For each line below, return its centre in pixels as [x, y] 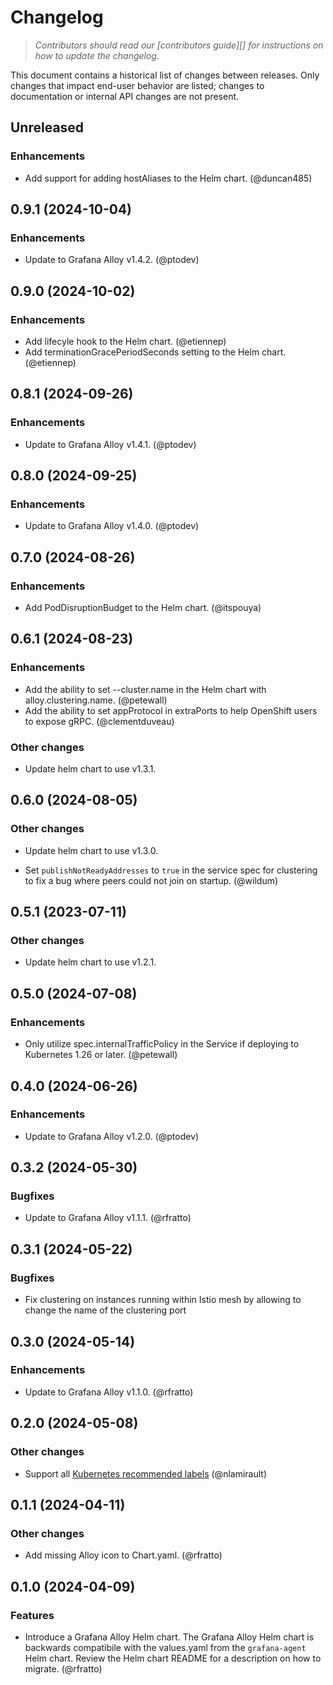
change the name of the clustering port [105, 1310]
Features [32, 1615]
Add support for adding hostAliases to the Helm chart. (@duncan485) [168, 178]
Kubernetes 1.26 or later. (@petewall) [101, 1055]
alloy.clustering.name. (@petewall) [96, 700]
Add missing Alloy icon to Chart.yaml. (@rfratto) [123, 1555]
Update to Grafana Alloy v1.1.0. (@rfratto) [109, 1392]
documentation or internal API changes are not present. [125, 96]
